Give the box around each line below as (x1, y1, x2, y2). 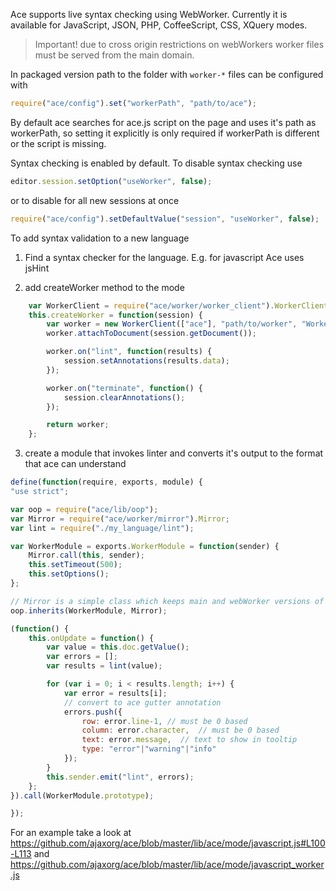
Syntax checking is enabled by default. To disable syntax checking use (10, 157, 303, 169)
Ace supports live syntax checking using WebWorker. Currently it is (10, 9, 288, 20)
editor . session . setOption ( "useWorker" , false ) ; (10, 176, 213, 186)
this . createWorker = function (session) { (28, 310, 203, 320)
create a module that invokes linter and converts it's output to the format (24, 447, 324, 459)
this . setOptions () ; (28, 569, 110, 579)
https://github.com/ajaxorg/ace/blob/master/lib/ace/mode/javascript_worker (10, 859, 325, 871)
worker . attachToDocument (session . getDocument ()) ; (46, 329, 257, 339)
